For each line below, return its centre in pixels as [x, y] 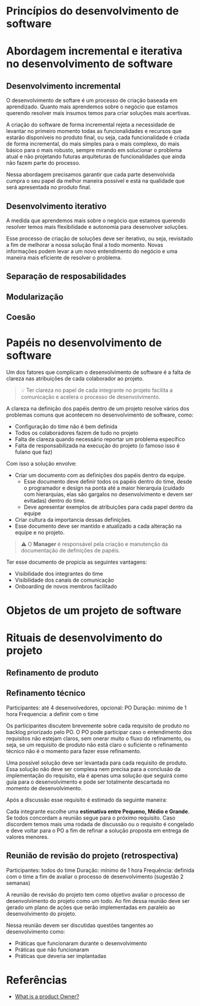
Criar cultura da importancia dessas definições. [73, 520]
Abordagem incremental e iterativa [94, 51]
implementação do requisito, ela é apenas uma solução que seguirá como [97, 775]
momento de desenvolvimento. [44, 788]
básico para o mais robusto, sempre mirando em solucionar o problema [94, 150]
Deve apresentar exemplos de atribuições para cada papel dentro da [108, 507]
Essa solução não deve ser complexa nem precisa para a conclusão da [93, 769]
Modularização [35, 297]
